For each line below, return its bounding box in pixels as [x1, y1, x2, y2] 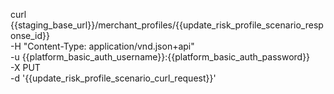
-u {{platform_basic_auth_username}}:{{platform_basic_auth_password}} [10, 51, 311, 63]
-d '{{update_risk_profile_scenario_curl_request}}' [10, 72, 217, 84]
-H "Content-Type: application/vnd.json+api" [10, 40, 195, 52]
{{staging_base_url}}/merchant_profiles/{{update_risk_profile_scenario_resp [10, 19, 324, 31]
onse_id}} [10, 30, 50, 41]
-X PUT [10, 62, 41, 73]
